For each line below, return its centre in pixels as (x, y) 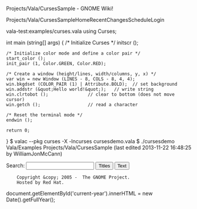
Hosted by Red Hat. (41, 183)
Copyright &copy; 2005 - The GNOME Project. (74, 177)
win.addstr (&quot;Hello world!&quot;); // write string (80, 89)
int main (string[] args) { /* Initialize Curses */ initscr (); (72, 43)
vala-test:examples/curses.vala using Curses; (61, 31)
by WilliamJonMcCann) (34, 154)
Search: (16, 166)
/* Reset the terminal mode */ (44, 115)
